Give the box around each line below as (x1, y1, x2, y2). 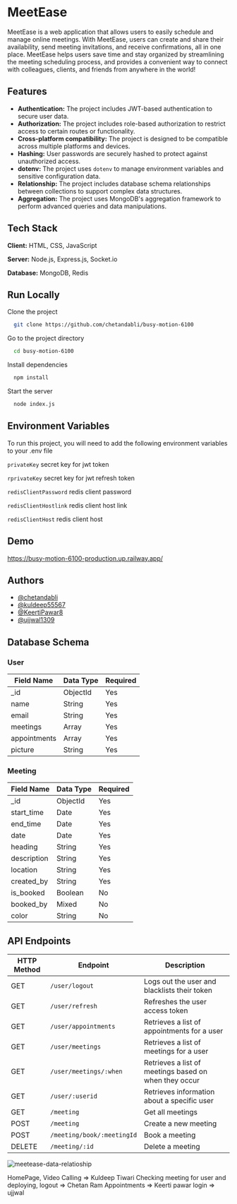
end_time (11, 819, 42, 829)
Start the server (7, 387, 53, 395)
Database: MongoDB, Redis (7, 268, 89, 277)
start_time (11, 808, 44, 818)
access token (143, 1006, 188, 1015)
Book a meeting (143, 1131, 196, 1140)
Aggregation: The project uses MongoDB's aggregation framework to (17, 194, 221, 203)
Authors (7, 574, 44, 586)
